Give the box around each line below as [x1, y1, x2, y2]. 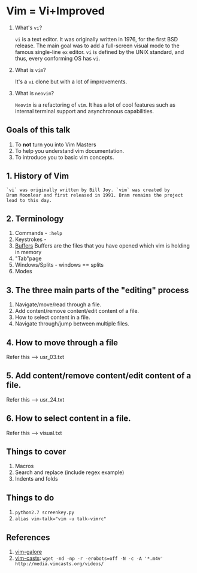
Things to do [6, 493, 54, 503]
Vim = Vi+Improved [6, 4, 105, 18]
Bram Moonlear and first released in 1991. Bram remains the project [6, 192, 184, 198]
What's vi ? [14, 24, 43, 31]
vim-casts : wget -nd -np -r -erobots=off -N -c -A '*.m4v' [14, 554, 163, 562]
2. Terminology [6, 213, 64, 224]
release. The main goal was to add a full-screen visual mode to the [14, 42, 180, 49]
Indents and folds [14, 475, 58, 482]
